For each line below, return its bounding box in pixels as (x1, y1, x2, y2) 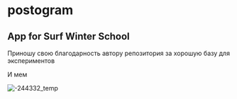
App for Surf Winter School (7, 30, 130, 42)
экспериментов (7, 57, 55, 65)
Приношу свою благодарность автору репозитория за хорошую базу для (7, 49, 231, 57)
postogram (7, 2, 74, 18)
